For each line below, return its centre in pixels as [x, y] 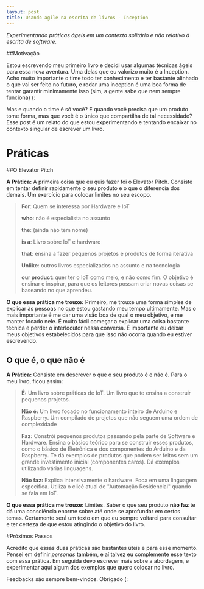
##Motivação [23, 53]
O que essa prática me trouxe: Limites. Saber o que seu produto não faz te [101, 505]
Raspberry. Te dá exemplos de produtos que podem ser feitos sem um [110, 456]
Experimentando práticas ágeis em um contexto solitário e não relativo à [98, 35]
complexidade [39, 425]
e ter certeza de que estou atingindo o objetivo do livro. [76, 524]
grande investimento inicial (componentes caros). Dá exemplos [100, 462]
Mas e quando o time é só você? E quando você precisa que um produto [97, 109]
